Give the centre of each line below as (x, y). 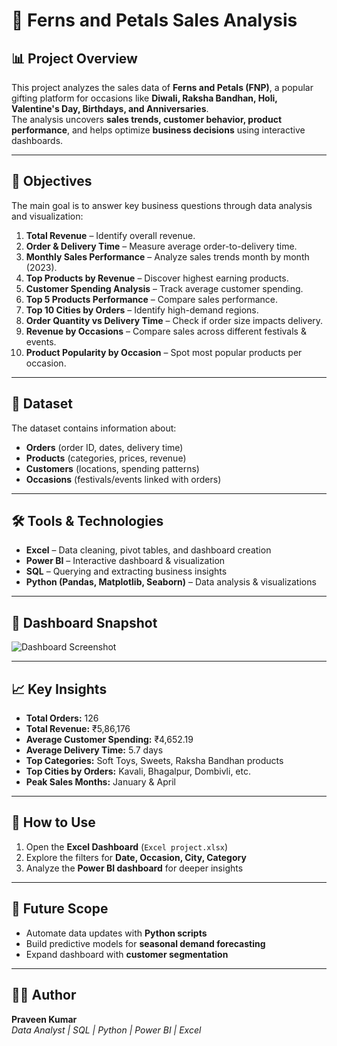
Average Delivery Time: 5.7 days (94, 750)
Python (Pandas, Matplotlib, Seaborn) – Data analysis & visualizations (171, 582)
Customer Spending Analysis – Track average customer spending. (164, 288)
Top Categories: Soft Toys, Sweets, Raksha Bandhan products (154, 761)
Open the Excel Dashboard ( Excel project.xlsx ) (127, 846)
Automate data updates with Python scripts (116, 933)
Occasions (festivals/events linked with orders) (123, 479)
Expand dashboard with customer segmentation (127, 954)
